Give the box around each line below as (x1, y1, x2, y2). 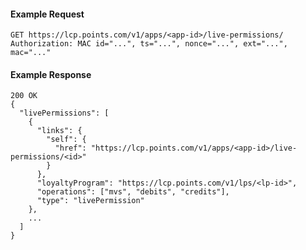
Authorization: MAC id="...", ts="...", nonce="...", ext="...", (10, 39, 288, 49)
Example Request (10, 8, 85, 20)
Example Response (10, 68, 92, 80)
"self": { (46, 135, 87, 145)
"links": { (36, 126, 83, 136)
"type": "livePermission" (36, 196, 145, 206)
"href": (54, 143, 87, 154)
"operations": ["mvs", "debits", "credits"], (36, 187, 230, 197)
